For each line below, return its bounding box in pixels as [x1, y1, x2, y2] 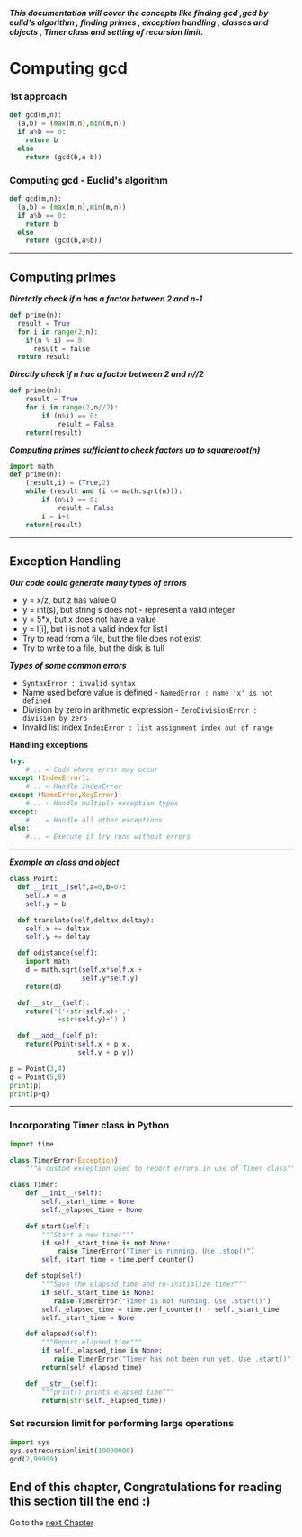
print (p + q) [9, 1089, 50, 1099]
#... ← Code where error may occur [25, 765, 159, 775]
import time [9, 1139, 54, 1148]
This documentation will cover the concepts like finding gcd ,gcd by [9, 8, 269, 18]
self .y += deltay [25, 932, 91, 941]
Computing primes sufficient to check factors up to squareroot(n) [9, 445, 261, 455]
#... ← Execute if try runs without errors [25, 832, 191, 841]
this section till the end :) [9, 1493, 151, 1508]
